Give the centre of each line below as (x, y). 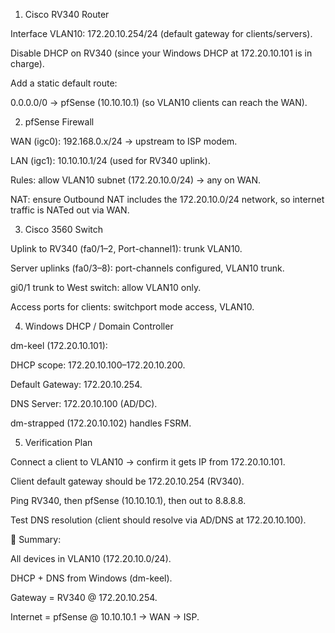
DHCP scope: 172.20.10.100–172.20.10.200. (98, 365)
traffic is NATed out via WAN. (70, 210)
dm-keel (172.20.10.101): (59, 345)
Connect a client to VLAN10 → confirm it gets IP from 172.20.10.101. (148, 462)
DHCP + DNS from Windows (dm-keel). (91, 578)
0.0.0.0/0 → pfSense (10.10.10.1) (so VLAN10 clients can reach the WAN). (159, 102)
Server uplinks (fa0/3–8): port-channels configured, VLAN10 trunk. (147, 268)
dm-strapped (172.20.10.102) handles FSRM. (101, 423)
